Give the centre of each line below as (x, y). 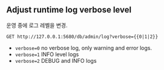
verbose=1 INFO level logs (47, 54)
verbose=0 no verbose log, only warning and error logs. (84, 48)
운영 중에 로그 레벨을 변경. (37, 25)
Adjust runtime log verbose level (69, 10)
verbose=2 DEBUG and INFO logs (56, 60)
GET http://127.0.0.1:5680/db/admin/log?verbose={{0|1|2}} (82, 37)
